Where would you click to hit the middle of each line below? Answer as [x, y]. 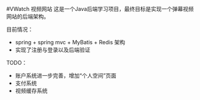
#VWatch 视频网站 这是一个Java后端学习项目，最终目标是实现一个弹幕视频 [100, 9]
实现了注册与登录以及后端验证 [52, 50]
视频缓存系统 [31, 91]
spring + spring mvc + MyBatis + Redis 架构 [70, 42]
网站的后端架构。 [28, 16]
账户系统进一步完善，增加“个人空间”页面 [66, 75]
